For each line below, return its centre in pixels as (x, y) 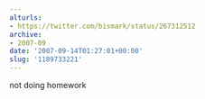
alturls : (26, 18)
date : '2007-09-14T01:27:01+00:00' (76, 51)
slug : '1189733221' (46, 59)
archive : (26, 34)
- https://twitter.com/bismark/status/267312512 (102, 26)
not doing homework (48, 85)
